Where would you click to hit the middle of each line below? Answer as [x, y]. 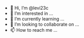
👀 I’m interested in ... [32, 13]
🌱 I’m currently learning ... [37, 19]
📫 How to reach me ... [34, 30]
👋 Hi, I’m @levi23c [29, 8]
